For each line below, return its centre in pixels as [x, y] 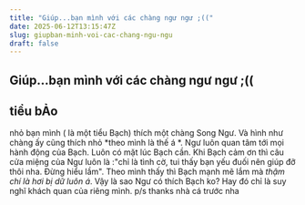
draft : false [34, 43]
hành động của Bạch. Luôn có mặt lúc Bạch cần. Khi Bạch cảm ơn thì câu [147, 152]
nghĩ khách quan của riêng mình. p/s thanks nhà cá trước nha [124, 191]
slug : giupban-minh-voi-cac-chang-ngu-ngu [91, 35]
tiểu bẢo [34, 112]
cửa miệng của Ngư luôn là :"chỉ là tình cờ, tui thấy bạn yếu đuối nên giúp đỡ [152, 162]
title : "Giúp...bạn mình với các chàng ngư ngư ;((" [112, 18]
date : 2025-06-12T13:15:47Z [63, 26]
